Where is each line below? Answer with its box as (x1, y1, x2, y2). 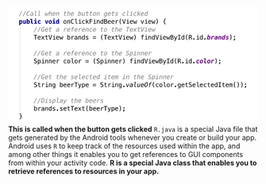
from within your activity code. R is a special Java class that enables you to (8, 158, 257, 167)
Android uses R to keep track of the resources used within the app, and (8, 141, 241, 151)
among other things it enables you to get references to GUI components (8, 149, 244, 159)
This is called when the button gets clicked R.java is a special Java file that (8, 124, 258, 133)
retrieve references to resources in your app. (8, 166, 160, 176)
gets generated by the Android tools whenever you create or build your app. (8, 132, 257, 142)
